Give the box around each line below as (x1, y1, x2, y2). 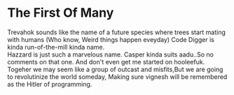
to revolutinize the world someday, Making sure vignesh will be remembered (7, 72, 228, 81)
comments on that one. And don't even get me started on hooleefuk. (7, 57, 205, 66)
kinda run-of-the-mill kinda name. (7, 43, 105, 51)
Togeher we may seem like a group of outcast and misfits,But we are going (7, 65, 223, 73)
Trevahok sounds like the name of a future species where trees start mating (7, 28, 226, 36)
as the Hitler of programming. (7, 80, 92, 88)
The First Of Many (7, 5, 114, 21)
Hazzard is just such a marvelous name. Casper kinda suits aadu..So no (7, 50, 214, 59)
